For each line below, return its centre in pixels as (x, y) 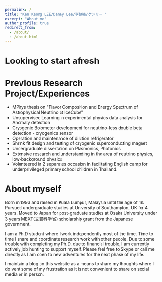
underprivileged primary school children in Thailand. (65, 169)
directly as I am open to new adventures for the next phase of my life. (75, 254)
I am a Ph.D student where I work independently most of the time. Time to (79, 233)
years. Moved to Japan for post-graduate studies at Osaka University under (81, 213)
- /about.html (24, 37)
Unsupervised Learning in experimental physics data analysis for (77, 117)
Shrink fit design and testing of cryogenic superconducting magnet (80, 143)
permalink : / (18, 10)
